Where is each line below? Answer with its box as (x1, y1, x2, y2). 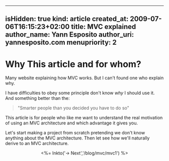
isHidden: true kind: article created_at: (5, 15, 129, 23)
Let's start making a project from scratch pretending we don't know (5, 130, 145, 136)
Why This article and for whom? (5, 58, 142, 70)
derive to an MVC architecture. (5, 140, 69, 146)
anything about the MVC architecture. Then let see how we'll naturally (5, 135, 150, 141)
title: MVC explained (71, 23, 136, 31)
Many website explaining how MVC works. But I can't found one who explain (5, 75, 164, 81)
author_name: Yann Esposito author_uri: (5, 31, 134, 39)
